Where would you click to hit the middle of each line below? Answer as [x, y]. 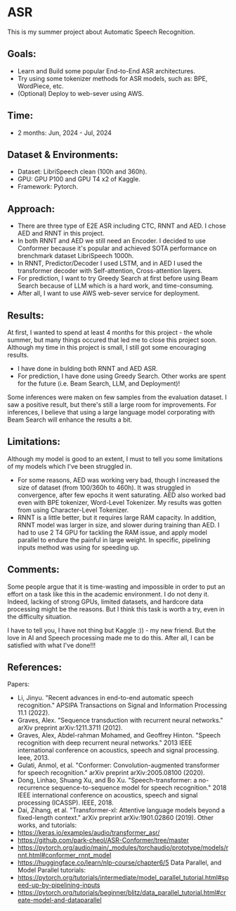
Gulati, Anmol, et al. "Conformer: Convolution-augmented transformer [118, 765]
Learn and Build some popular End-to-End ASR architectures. [106, 71]
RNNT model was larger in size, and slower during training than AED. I [118, 525]
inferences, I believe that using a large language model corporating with [111, 412]
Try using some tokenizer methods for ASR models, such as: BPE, [112, 78]
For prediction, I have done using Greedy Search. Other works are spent [122, 376]
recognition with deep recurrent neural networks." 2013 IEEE [105, 743]
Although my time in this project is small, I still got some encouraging [107, 347]
